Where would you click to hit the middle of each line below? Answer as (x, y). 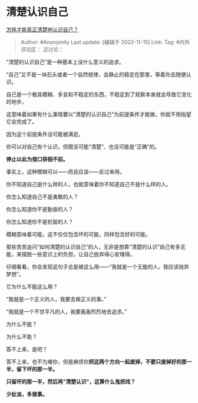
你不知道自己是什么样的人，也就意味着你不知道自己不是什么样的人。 (89, 184)
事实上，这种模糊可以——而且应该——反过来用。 (65, 171)
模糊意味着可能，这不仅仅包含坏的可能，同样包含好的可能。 (78, 234)
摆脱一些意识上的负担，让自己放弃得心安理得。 (78, 254)
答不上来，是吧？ (27, 349)
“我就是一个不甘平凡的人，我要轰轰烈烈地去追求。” (67, 311)
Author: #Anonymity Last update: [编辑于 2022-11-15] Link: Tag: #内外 (105, 42)
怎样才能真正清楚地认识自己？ (42, 29)
